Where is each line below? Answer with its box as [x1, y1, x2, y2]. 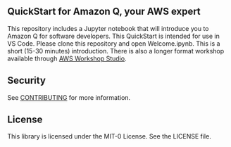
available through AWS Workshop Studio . [7, 54, 127, 63]
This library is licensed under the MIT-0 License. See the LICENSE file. [7, 132, 211, 141]
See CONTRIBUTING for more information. [7, 93, 131, 101]
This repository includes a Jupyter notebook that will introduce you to [7, 24, 209, 32]
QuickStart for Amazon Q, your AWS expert [7, 6, 201, 18]
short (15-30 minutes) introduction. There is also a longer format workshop [7, 46, 225, 55]
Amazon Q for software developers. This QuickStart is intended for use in [7, 32, 220, 40]
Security [7, 75, 46, 87]
